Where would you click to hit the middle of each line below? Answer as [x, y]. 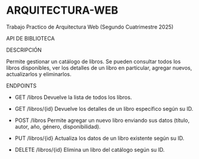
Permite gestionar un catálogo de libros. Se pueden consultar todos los [94, 61]
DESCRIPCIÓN [24, 50]
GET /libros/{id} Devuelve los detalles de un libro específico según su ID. [104, 108]
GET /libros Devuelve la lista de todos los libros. [73, 97]
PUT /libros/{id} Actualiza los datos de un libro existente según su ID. [99, 138]
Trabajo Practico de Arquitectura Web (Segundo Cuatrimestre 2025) [90, 27]
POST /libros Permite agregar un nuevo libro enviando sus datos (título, [102, 120]
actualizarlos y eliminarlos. [39, 74]
